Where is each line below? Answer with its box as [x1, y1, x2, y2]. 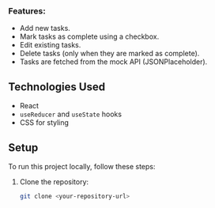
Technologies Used [8, 80, 105, 93]
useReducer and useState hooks [19, 109, 123, 119]
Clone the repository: [19, 176, 89, 187]
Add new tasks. [19, 24, 71, 33]
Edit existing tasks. [19, 40, 81, 50]
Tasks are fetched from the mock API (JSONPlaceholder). [19, 57, 208, 66]
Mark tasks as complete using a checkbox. [19, 32, 160, 41]
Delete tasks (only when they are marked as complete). [19, 49, 200, 59]
